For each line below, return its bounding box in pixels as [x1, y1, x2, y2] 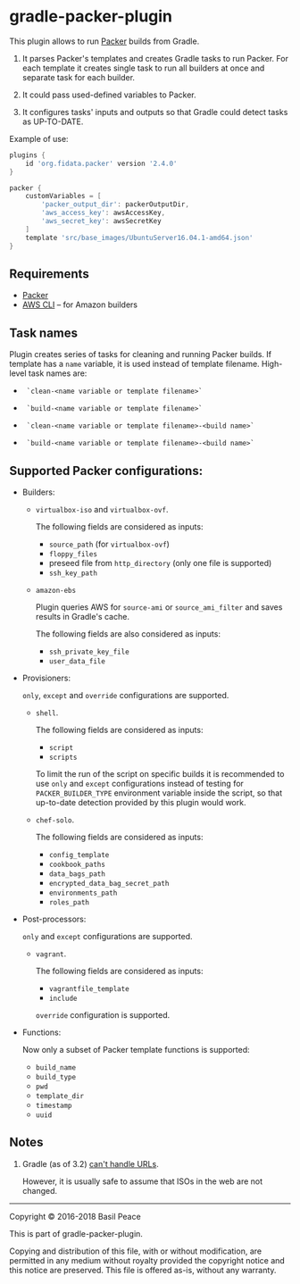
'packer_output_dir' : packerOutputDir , [41, 200, 190, 209]
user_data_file [48, 657, 105, 666]
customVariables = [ [25, 192, 102, 201]
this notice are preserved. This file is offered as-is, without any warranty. [9, 1264, 277, 1275]
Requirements [9, 266, 89, 281]
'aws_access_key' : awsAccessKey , [41, 208, 166, 218]
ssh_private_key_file [48, 647, 129, 656]
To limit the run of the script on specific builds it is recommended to [35, 769, 285, 779]
